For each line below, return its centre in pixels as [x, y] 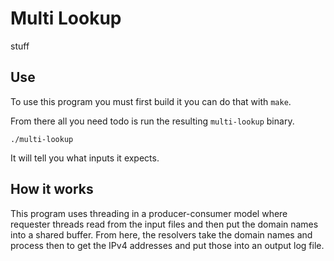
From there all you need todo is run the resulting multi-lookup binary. [152, 121]
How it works [52, 189]
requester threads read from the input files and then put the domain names [164, 224]
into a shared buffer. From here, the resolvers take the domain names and [161, 234]
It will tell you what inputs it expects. [85, 158]
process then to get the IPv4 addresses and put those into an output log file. [167, 245]
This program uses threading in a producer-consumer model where [149, 213]
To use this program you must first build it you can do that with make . [151, 101]
